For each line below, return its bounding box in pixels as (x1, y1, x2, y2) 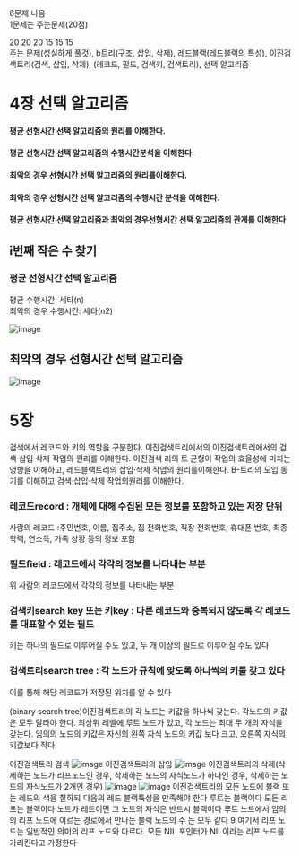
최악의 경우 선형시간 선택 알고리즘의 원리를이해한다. (9, 170, 188, 180)
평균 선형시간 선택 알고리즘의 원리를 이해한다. (9, 125, 166, 136)
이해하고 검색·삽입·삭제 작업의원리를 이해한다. (25, 475, 184, 486)
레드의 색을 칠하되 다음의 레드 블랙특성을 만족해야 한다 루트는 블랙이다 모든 (18, 792, 279, 803)
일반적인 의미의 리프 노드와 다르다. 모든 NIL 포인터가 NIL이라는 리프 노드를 (25, 825, 285, 836)
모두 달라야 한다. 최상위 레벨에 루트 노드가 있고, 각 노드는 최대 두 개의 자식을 (18, 717, 284, 728)
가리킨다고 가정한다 (9, 837, 77, 848)
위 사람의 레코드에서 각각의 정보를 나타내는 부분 (9, 580, 175, 590)
